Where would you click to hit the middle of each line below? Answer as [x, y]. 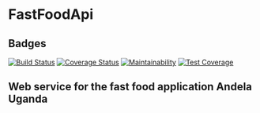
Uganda [28, 99]
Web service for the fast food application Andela [130, 87]
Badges [27, 44]
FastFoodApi [51, 15]
